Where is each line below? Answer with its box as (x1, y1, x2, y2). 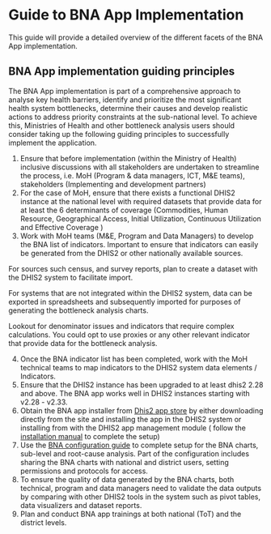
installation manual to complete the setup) (19, 431, 160, 441)
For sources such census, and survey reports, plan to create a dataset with (8, 263, 258, 273)
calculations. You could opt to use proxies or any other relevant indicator (8, 330, 251, 340)
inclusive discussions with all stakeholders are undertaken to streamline (19, 162, 260, 172)
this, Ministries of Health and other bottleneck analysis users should (8, 120, 235, 130)
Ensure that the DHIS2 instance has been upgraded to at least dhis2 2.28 (19, 379, 265, 390)
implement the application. (8, 138, 97, 147)
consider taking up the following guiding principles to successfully (8, 129, 230, 139)
